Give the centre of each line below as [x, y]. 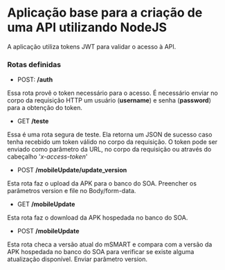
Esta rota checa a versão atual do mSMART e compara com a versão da [110, 244]
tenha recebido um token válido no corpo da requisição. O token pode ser [112, 142]
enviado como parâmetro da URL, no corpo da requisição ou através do [109, 150]
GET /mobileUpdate [46, 204]
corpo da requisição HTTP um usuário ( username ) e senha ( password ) [109, 100]
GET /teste [33, 121]
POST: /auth [35, 80]
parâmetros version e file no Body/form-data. [72, 191]
